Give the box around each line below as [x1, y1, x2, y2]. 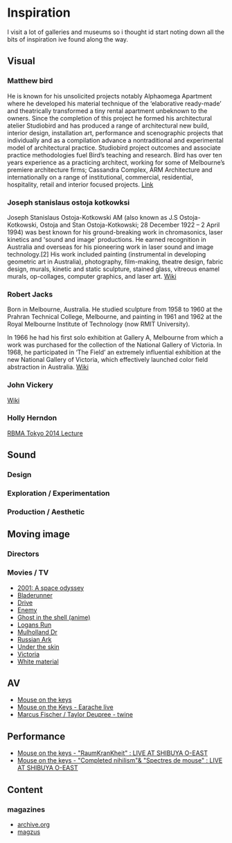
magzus [17, 827, 40, 836]
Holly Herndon [7, 413, 57, 423]
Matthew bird [7, 76, 53, 86]
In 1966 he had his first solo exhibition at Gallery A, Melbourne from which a [7, 333, 224, 342]
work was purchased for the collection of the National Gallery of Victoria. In [7, 341, 222, 349]
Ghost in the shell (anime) [17, 613, 91, 621]
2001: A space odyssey [17, 584, 84, 592]
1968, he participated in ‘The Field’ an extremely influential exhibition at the [7, 348, 222, 356]
